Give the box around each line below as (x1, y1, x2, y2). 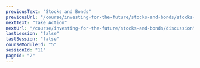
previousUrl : (5, 14, 38, 20)
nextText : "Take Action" (5, 20, 67, 25)
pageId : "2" (5, 53, 35, 59)
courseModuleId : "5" (5, 42, 57, 48)
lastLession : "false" (5, 31, 60, 37)
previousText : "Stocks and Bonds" (5, 8, 92, 15)
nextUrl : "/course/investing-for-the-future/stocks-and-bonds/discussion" (5, 25, 196, 31)
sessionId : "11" (5, 47, 46, 53)
